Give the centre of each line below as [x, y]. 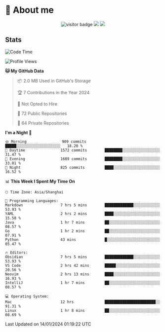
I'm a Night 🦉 [19, 132]
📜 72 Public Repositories [42, 113]
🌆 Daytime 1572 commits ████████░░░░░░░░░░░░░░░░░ [83, 150]
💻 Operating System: [27, 296]
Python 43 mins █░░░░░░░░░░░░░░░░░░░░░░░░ [83, 240]
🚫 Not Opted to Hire [37, 104]
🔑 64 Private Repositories [43, 123]
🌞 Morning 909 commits [46, 142]
